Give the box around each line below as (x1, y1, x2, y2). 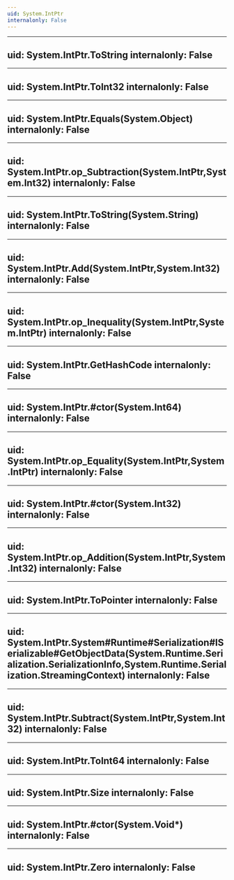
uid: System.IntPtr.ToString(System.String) (7, 209, 199, 221)
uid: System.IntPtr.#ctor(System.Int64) (7, 402, 182, 413)
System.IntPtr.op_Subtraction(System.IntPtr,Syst (7, 166, 226, 178)
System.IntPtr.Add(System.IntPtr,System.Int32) (7, 263, 221, 274)
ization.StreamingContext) (7, 670, 125, 682)
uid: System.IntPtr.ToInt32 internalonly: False (7, 81, 209, 93)
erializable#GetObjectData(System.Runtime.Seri (7, 647, 224, 660)
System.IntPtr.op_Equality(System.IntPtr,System (7, 455, 225, 467)
